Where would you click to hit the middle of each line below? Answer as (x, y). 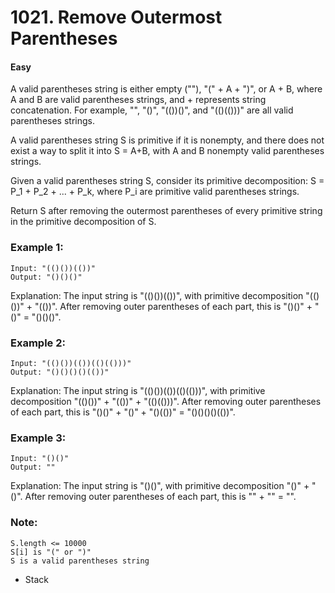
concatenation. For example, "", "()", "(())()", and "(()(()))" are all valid (152, 110)
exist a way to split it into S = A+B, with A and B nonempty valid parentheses (167, 151)
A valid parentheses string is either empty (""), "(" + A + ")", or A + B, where (166, 89)
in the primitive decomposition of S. (83, 222)
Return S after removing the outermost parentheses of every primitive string (166, 211)
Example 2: (38, 343)
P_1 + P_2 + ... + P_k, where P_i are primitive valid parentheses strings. (155, 192)
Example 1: (37, 248)
